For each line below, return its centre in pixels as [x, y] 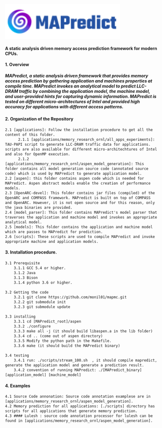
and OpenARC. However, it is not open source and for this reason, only [80, 203]
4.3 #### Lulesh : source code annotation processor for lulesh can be [79, 416]
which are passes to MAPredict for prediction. [54, 232]
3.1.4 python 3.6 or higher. [43, 282]
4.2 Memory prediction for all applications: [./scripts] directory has [80, 406]
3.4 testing [17, 355]
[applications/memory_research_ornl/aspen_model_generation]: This [75, 164]
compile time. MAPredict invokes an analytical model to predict [70, 86]
